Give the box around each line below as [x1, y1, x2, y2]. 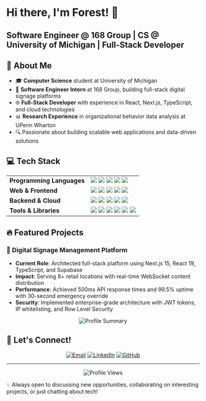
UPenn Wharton [15, 122, 56, 129]
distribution [15, 279, 45, 286]
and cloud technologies [15, 106, 75, 113]
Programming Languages [9, 176, 85, 185]
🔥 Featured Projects [6, 227, 84, 238]
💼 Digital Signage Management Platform [6, 246, 128, 254]
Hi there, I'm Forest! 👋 [6, 6, 119, 20]
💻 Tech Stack [6, 156, 61, 166]
